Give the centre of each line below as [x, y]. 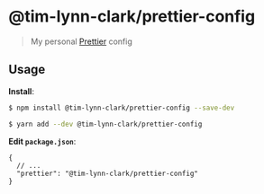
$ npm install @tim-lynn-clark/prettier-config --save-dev [122, 108]
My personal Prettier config [81, 41]
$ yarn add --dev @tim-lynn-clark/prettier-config [105, 124]
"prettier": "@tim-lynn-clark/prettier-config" [108, 173]
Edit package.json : [42, 141]
